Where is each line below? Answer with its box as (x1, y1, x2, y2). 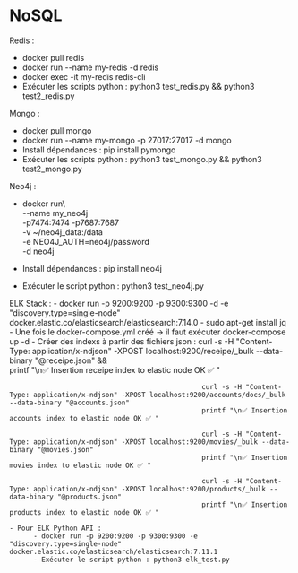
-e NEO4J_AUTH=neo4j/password (21, 236, 150, 247)
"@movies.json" (37, 445, 94, 454)
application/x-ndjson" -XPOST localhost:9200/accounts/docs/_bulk (32, 390, 286, 399)
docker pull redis (21, 52, 85, 63)
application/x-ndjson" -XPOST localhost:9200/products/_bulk (32, 484, 267, 493)
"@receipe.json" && (34, 355, 107, 366)
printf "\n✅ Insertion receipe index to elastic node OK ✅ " (9, 364, 221, 375)
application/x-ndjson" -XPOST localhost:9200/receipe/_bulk (31, 345, 254, 356)
